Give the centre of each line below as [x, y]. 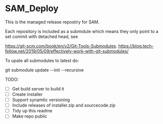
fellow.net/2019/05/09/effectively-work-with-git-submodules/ [67, 51]
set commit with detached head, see [42, 36]
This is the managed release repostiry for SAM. [52, 22]
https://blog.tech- [136, 46]
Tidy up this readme [32, 111]
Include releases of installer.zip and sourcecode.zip [64, 106]
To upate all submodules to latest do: [42, 60]
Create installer [27, 94]
